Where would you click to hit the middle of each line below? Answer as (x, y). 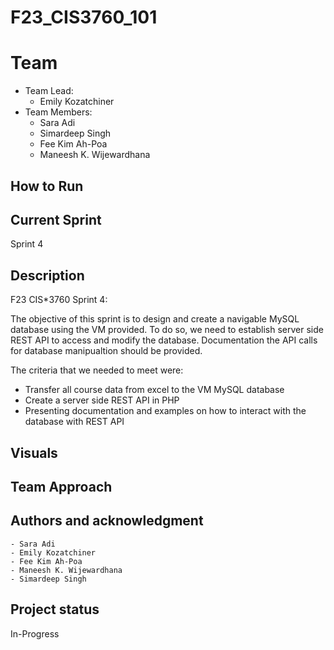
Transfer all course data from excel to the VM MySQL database (154, 390)
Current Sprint (56, 219)
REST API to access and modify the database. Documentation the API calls (164, 340)
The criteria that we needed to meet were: (97, 370)
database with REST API (74, 422)
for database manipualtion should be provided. (106, 351)
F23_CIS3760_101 (84, 17)
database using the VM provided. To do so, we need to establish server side (167, 330)
